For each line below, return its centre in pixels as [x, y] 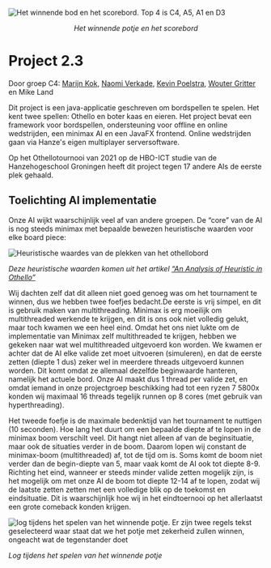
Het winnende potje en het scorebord [136, 28]
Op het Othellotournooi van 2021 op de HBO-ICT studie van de [112, 157]
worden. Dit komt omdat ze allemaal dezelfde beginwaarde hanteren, [123, 370]
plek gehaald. [31, 175]
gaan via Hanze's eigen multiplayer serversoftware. [94, 142]
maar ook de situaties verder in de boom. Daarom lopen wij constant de [127, 446]
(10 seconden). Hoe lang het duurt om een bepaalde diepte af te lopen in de [135, 429]
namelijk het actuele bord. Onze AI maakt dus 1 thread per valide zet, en [128, 379]
